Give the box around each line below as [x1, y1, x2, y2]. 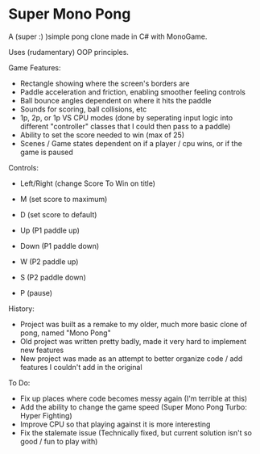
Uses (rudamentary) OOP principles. [8, 47, 129, 57]
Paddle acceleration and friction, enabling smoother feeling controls [19, 86, 246, 97]
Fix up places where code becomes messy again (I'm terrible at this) [19, 393, 248, 403]
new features [19, 345, 64, 355]
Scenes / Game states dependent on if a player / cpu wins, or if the [19, 138, 243, 148]
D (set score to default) [19, 209, 97, 219]
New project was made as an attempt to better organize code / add [19, 353, 243, 364]
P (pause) [19, 288, 53, 297]
